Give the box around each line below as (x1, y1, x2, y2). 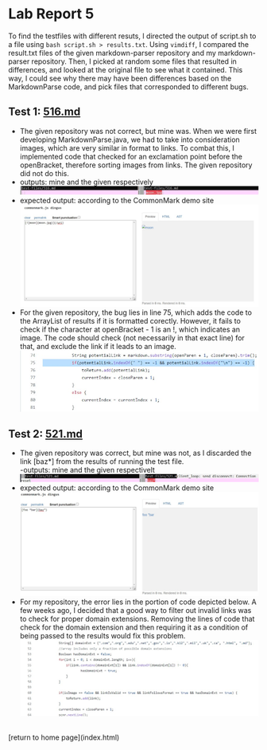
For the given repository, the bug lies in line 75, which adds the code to (19, 308, 253, 317)
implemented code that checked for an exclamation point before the (19, 151, 242, 161)
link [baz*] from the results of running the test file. (19, 457, 184, 466)
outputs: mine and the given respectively (19, 177, 153, 187)
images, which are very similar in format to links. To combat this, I (19, 143, 234, 152)
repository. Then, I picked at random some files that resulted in (31, 57, 237, 66)
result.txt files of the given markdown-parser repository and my (8, 48, 217, 57)
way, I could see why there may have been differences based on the (8, 73, 232, 83)
